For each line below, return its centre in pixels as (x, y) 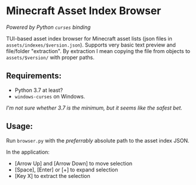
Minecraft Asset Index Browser (84, 11)
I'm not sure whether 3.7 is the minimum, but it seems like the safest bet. (94, 108)
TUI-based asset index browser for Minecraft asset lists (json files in (89, 38)
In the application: (28, 152)
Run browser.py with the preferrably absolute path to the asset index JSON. (98, 140)
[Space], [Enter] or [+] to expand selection (66, 170)
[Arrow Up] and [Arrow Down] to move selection (73, 163)
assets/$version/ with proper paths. (50, 57)
